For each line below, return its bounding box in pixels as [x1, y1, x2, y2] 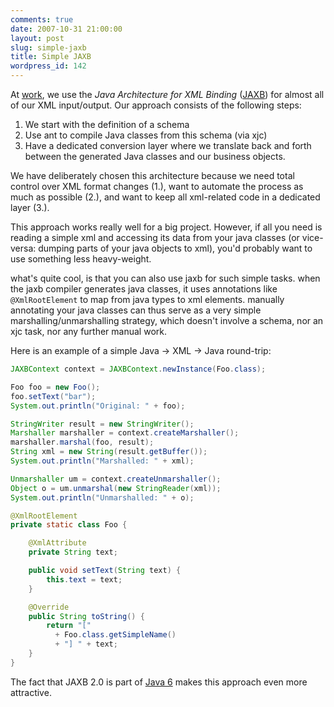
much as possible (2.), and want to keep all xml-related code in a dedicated [10, 191, 321, 203]
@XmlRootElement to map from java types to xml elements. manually [10, 294, 285, 305]
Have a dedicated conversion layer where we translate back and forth [24, 140, 312, 151]
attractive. [10, 686, 52, 698]
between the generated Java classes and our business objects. [24, 151, 286, 162]
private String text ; [28, 547, 118, 558]
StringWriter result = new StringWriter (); [10, 419, 195, 429]
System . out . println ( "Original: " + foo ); [10, 401, 186, 411]
